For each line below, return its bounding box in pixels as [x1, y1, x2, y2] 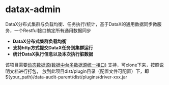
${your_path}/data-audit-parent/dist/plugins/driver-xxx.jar [5, 74, 128, 80]
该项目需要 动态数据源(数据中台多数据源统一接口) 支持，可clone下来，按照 [5, 62, 160, 68]
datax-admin [5, 4, 61, 15]
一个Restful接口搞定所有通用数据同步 [14, 27, 92, 34]
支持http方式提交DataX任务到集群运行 [12, 44, 93, 50]
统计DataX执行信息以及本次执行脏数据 [12, 51, 93, 57]
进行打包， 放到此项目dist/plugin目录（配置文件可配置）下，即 [18, 68, 149, 74]
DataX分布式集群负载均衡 [12, 38, 67, 44]
